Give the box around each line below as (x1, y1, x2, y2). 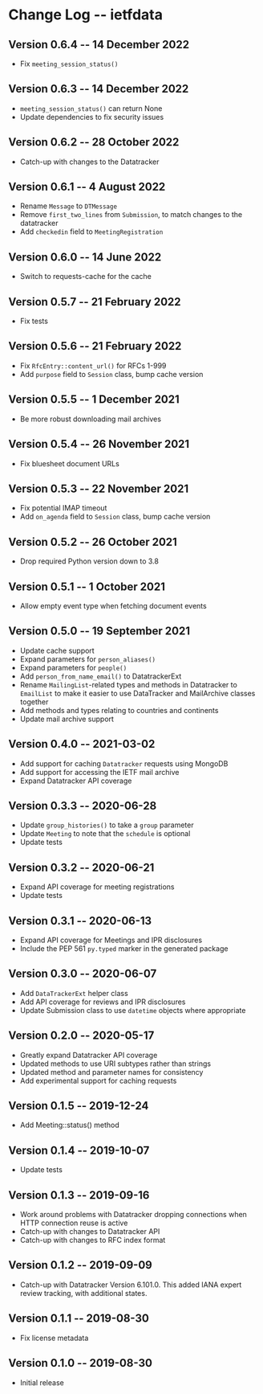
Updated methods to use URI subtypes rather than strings (19, 1059, 211, 1068)
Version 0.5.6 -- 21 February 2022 (8, 339, 182, 353)
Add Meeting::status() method (19, 1120, 119, 1130)
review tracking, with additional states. (19, 1288, 148, 1298)
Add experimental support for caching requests (19, 1076, 177, 1085)
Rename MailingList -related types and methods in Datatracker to (19, 679, 238, 689)
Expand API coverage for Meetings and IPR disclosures (19, 935, 203, 945)
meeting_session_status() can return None (19, 103, 163, 113)
